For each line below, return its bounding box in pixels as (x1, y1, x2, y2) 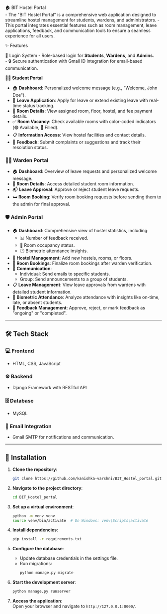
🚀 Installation (5, 453, 47, 461)
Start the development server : (12, 579, 76, 585)
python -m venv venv (12, 513, 55, 518)
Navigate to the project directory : (12, 485, 83, 491)
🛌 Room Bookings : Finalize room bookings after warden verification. (12, 260, 153, 266)
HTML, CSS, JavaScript (12, 361, 61, 367)
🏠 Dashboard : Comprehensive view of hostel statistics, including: (12, 227, 149, 233)
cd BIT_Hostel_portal (12, 494, 57, 500)
